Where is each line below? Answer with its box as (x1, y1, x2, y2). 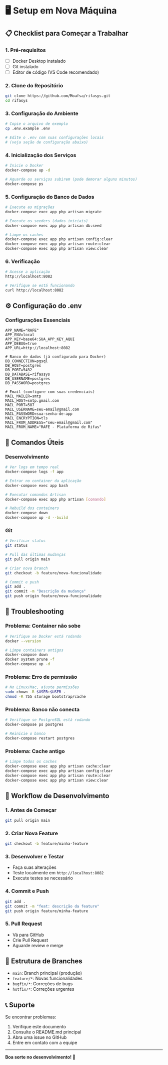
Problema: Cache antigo (5, 747, 65, 754)
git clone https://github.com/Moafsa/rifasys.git (5, 93, 111, 99)
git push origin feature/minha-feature (5, 908, 88, 914)
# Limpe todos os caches (5, 759, 57, 764)
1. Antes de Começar (5, 807, 56, 814)
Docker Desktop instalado (12, 58, 66, 64)
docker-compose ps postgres (5, 722, 64, 727)
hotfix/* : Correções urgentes (12, 986, 74, 992)
